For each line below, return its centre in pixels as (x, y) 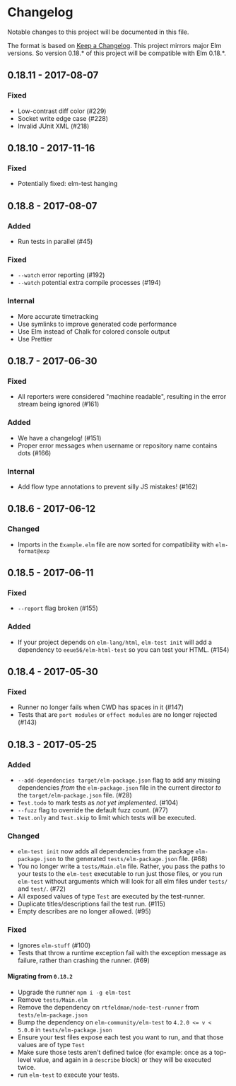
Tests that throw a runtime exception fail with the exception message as (122, 952)
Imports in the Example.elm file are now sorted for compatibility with (116, 544)
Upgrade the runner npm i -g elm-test (74, 992)
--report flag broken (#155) (58, 608)
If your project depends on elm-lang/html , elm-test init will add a (114, 642)
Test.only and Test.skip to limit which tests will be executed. (107, 817)
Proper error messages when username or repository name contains (117, 445)
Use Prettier (35, 339)
